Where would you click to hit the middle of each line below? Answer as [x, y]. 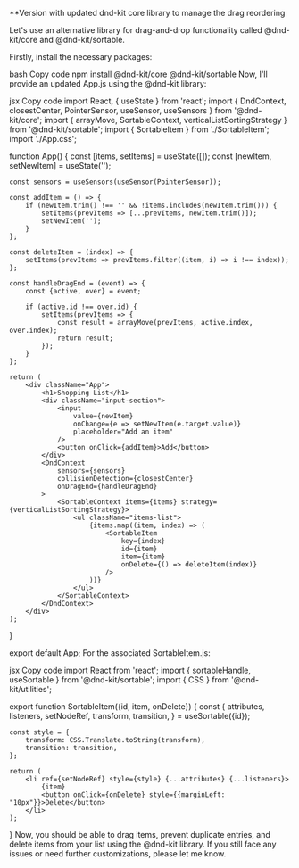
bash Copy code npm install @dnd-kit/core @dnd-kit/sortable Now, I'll [138, 74]
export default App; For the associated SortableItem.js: [110, 653]
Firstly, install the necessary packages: [81, 57]
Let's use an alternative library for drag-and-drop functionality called [136, 30]
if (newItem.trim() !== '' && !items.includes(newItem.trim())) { [151, 205]
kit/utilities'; [30, 689]
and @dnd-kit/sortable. [82, 40]
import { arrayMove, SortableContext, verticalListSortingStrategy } [166, 120]
